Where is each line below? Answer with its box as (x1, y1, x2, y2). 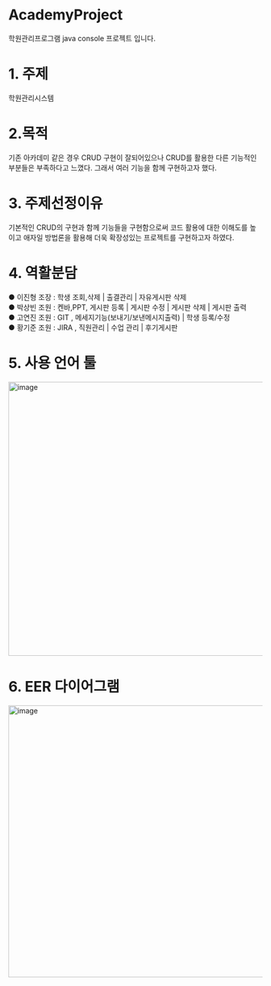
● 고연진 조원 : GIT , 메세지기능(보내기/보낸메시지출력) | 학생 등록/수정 (8, 312, 231, 322)
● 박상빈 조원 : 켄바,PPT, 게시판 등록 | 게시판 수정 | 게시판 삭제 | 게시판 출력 (8, 302, 248, 312)
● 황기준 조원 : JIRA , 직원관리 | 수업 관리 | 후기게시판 (8, 322, 178, 332)
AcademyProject (8, 6, 123, 24)
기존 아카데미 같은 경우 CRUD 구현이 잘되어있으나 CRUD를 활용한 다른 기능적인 (8, 152, 257, 163)
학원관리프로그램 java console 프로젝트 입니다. (8, 33, 156, 43)
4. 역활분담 (8, 264, 78, 282)
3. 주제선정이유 (8, 194, 103, 212)
